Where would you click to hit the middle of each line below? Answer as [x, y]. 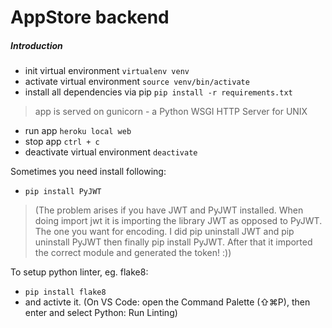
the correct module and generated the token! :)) [133, 253]
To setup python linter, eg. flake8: [79, 272]
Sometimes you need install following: [88, 172]
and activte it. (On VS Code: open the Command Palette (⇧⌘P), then [167, 302]
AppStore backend [90, 17]
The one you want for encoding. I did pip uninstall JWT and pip [164, 232]
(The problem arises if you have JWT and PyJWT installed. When [169, 210]
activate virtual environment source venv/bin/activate [137, 82]
